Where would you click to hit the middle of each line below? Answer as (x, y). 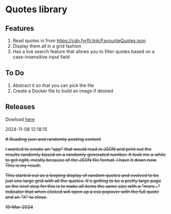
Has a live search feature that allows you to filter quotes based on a (83, 51)
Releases (20, 107)
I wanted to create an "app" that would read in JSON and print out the (79, 149)
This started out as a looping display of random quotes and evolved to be (82, 175)
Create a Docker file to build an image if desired (63, 91)
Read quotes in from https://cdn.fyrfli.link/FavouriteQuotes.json (79, 40)
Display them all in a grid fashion (47, 46)
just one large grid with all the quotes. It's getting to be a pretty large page (83, 181)
